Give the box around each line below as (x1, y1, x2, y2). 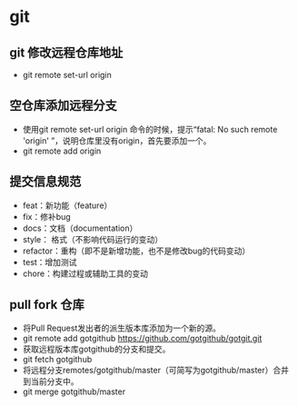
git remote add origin (22, 145, 102, 156)
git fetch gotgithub (22, 354, 93, 365)
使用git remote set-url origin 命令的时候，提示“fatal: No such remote (22, 124, 278, 134)
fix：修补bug (22, 211, 71, 222)
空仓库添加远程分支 (9, 98, 117, 114)
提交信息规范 (9, 174, 82, 190)
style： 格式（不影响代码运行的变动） (22, 233, 164, 244)
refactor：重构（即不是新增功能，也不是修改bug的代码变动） (22, 245, 251, 256)
